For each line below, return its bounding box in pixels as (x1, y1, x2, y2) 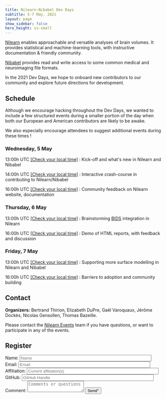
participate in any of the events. (5, 327, 70, 333)
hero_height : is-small (5, 26, 52, 31)
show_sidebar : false (5, 21, 48, 26)
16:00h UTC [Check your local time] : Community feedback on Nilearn (5, 186, 148, 192)
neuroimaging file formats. (5, 65, 59, 71)
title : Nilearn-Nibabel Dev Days (5, 7, 74, 12)
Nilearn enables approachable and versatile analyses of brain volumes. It (5, 39, 154, 45)
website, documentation (5, 192, 55, 198)
